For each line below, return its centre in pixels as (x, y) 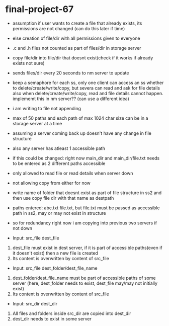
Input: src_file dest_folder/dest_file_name (55, 268)
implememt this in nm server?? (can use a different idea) (71, 99)
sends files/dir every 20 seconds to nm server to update (71, 73)
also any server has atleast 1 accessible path (59, 148)
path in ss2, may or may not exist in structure (59, 213)
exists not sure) (28, 63)
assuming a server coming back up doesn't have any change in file (82, 133)
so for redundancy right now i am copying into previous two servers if (85, 223)
